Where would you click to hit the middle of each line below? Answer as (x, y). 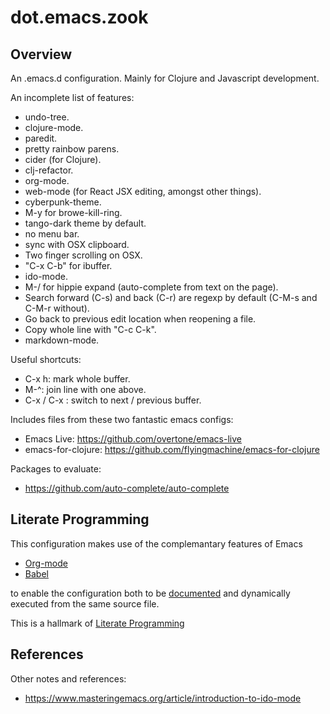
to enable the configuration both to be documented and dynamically (150, 593)
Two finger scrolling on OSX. (83, 255)
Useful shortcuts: (46, 359)
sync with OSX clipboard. (77, 244)
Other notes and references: (68, 678)
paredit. (41, 138)
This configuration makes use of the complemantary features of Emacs (156, 543)
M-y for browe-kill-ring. (73, 212)
